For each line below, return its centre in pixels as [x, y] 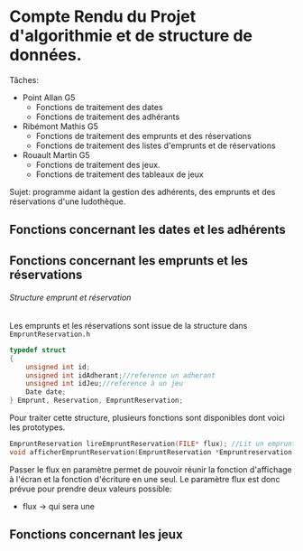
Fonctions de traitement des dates [100, 107]
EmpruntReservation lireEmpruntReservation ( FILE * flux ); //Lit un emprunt [153, 444]
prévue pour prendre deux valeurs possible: [91, 489]
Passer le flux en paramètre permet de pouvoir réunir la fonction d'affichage [151, 469]
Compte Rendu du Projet [103, 17]
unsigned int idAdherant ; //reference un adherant [121, 375]
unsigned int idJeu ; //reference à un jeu [104, 384]
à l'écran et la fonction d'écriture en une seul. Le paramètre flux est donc [145, 479]
